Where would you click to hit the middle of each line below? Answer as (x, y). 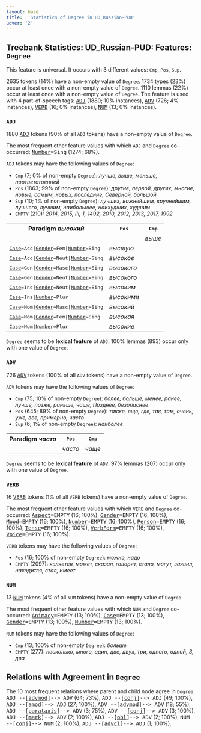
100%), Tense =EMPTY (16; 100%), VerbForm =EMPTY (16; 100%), (85, 528)
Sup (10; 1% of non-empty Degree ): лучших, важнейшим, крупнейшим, (103, 201)
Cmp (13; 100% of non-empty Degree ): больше (71, 645)
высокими (124, 297)
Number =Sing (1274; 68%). (66, 152)
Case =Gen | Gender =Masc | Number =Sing (56, 268)
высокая (122, 317)
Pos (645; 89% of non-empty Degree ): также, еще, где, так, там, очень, (104, 411)
